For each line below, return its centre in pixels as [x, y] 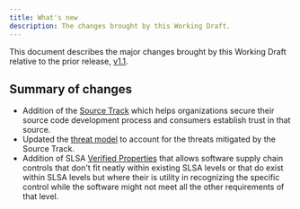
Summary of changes [71, 89]
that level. [40, 196]
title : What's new [44, 17]
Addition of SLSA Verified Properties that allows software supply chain [153, 159]
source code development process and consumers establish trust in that [156, 120]
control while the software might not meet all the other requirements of [153, 187]
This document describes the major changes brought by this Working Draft [148, 51]
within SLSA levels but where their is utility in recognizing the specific [151, 178]
